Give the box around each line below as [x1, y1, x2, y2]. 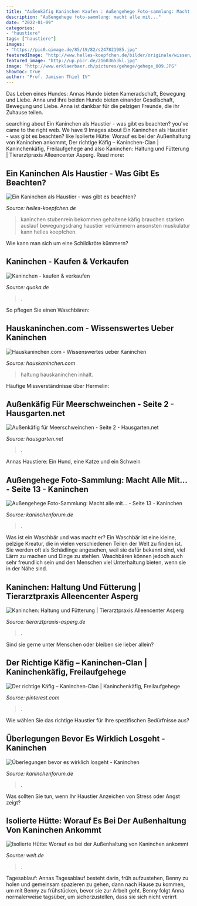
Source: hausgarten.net [6, 435, 63, 442]
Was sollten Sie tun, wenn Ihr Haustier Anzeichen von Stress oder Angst [6, 793, 180, 800]
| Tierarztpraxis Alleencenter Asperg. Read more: [6, 151, 124, 158]
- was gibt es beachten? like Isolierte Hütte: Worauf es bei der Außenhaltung [6, 133, 191, 140]
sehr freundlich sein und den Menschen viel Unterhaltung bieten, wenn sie [6, 559, 186, 566]
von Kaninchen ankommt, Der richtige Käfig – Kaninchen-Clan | [6, 139, 159, 146]
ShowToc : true [6, 69, 41, 75]
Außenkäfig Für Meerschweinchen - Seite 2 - [6, 399, 175, 409]
